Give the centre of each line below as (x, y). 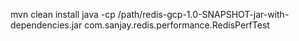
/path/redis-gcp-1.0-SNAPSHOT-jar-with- (203, 14)
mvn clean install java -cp (63, 14)
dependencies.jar (46, 25)
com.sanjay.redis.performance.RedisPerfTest (177, 25)
